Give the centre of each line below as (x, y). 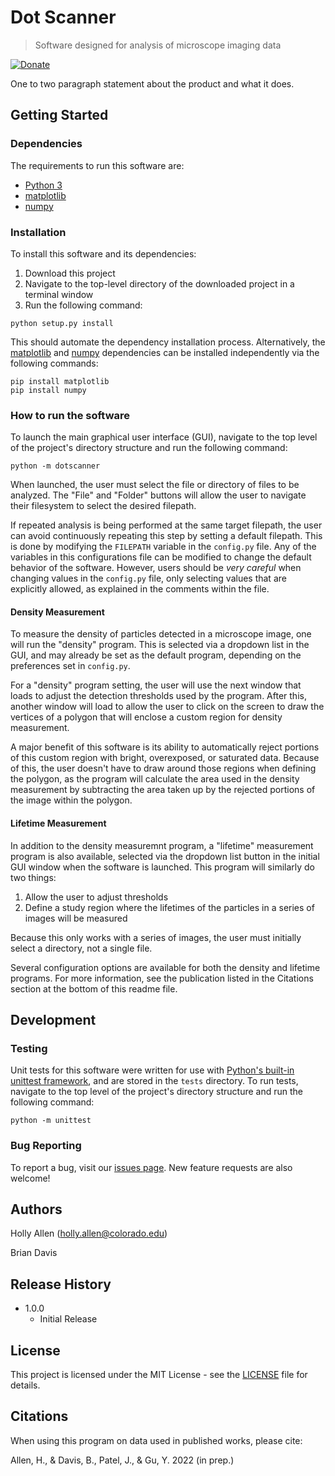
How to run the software (70, 415)
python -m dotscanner (55, 466)
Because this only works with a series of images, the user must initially (156, 937)
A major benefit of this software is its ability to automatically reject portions (165, 747)
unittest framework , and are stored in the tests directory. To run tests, (154, 1081)
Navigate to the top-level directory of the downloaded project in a (159, 283)
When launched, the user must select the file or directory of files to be (155, 485)
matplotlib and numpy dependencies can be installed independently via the (165, 352)
